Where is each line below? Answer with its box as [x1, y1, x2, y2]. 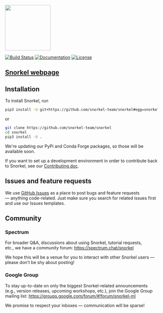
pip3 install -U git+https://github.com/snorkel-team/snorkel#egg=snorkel [5, 107, 160, 112]
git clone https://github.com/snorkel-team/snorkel [5, 126, 112, 131]
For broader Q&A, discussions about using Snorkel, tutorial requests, [5, 240, 142, 246]
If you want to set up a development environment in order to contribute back [5, 158, 158, 164]
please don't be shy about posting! [5, 260, 75, 265]
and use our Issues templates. [5, 200, 65, 206]
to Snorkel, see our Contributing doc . [5, 163, 79, 169]
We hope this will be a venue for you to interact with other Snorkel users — [5, 254, 155, 260]
